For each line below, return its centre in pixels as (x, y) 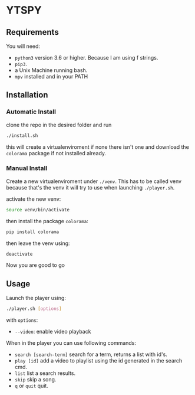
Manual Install (27, 168)
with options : (22, 320)
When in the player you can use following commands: (71, 343)
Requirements (32, 32)
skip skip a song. (35, 380)
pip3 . (21, 64)
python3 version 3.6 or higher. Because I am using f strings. (86, 58)
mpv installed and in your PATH (51, 76)
